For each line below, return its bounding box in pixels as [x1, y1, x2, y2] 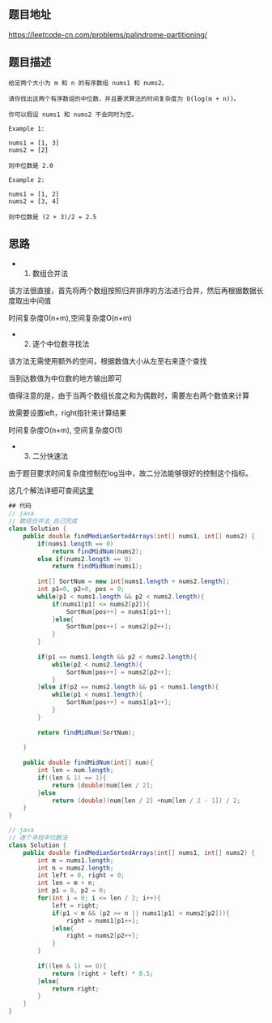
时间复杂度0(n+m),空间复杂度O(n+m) [8, 313, 132, 323]
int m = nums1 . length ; [37, 856, 114, 865]
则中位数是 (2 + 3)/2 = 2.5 [8, 213, 97, 221]
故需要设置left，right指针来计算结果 [8, 408, 127, 418]
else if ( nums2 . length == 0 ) [37, 555, 132, 563]
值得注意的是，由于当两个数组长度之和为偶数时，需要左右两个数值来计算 [8, 391, 249, 400]
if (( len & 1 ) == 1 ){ [37, 774, 107, 782]
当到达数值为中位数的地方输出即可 [8, 373, 122, 383]
